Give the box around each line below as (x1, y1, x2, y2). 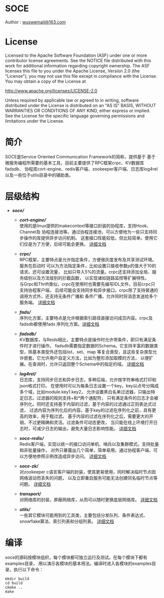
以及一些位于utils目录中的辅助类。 (5, 172, 74, 178)
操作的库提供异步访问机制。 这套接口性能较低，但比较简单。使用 (23, 235, 154, 241)
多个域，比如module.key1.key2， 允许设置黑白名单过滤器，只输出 (19, 389, 151, 395)
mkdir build (5, 576, 29, 581)
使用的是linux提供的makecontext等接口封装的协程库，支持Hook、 (19, 223, 151, 229)
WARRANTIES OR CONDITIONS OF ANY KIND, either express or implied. (5, 107, 150, 113)
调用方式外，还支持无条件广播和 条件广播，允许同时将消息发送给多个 (19, 293, 158, 299)
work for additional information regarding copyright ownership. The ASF (5, 63, 150, 68)
